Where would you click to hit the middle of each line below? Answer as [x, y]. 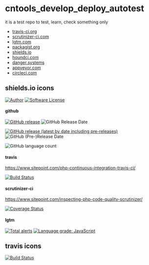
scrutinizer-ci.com [31, 37]
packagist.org [26, 47]
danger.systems [28, 62]
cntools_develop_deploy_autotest [74, 9]
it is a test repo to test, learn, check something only [57, 22]
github [12, 111]
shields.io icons [30, 88]
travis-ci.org [24, 31]
